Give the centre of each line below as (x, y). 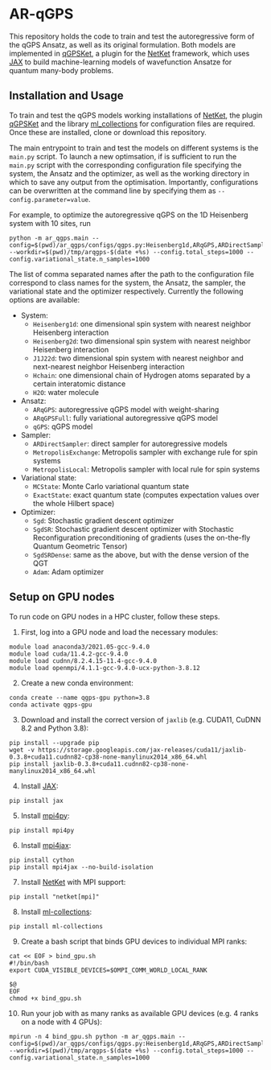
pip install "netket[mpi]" (54, 897)
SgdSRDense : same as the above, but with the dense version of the (141, 554)
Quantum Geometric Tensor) (80, 546)
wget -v (22, 750)
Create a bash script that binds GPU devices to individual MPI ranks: (134, 941)
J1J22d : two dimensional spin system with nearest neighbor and (138, 358)
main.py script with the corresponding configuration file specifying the (125, 165)
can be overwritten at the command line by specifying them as (113, 191)
